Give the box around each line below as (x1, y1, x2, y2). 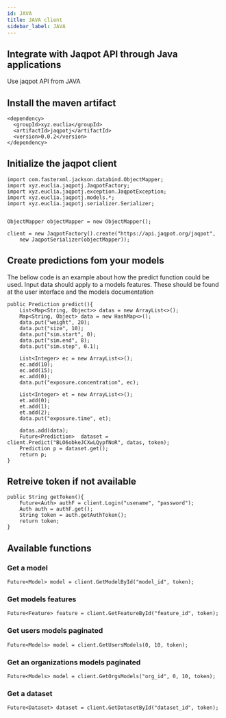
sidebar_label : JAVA (7, 23, 66, 30)
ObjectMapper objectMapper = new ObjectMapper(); (7, 218, 152, 225)
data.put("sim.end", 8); (19, 337, 90, 344)
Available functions (7, 542, 92, 554)
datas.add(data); (19, 427, 69, 434)
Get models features (7, 594, 77, 604)
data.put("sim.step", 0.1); (19, 343, 99, 350)
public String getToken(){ (7, 494, 84, 501)
